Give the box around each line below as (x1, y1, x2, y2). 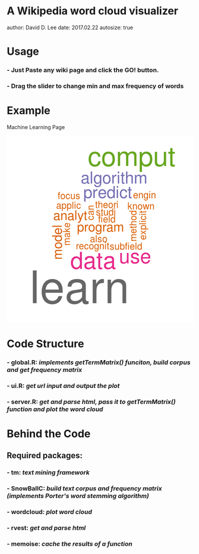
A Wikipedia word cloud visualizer (7, 4, 179, 18)
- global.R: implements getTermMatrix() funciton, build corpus (7, 358, 191, 367)
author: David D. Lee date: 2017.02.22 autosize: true (7, 24, 133, 31)
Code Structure (7, 337, 84, 350)
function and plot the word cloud (7, 405, 103, 413)
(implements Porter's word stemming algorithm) (7, 492, 149, 500)
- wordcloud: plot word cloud (7, 508, 93, 516)
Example (7, 104, 50, 117)
